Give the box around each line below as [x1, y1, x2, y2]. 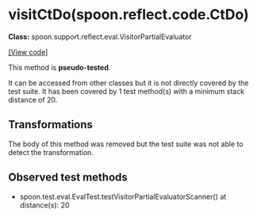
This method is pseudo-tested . [8, 62, 111, 72]
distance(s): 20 [19, 200, 70, 210]
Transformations [8, 118, 94, 132]
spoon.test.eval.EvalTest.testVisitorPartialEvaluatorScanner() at [19, 192, 227, 201]
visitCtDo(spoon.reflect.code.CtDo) [8, 6, 249, 24]
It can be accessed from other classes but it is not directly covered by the [8, 78, 249, 87]
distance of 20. [8, 95, 58, 104]
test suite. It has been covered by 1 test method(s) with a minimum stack [8, 86, 244, 96]
